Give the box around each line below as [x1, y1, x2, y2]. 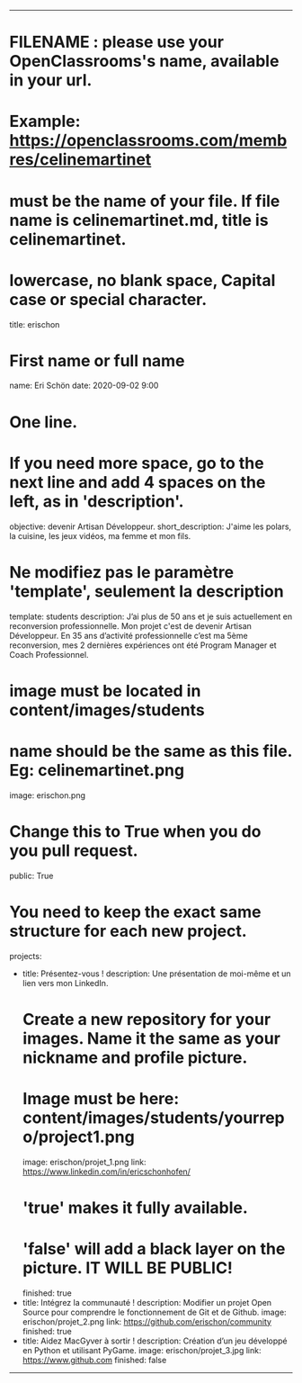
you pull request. [9, 840, 138, 860]
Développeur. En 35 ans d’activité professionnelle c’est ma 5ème [9, 630, 249, 641]
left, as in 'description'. [9, 491, 184, 511]
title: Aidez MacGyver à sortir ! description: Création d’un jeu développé [22, 1335, 288, 1346]
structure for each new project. [9, 921, 247, 941]
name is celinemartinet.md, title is [9, 210, 269, 230]
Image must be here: [22, 1088, 180, 1109]
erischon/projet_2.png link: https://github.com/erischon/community [22, 1316, 272, 1327]
